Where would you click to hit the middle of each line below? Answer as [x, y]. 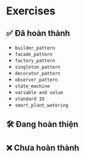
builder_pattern [35, 48]
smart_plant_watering [41, 105]
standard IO [29, 99]
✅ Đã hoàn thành [38, 33]
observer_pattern [36, 80]
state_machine [32, 86]
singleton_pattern [37, 67]
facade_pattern [34, 55]
